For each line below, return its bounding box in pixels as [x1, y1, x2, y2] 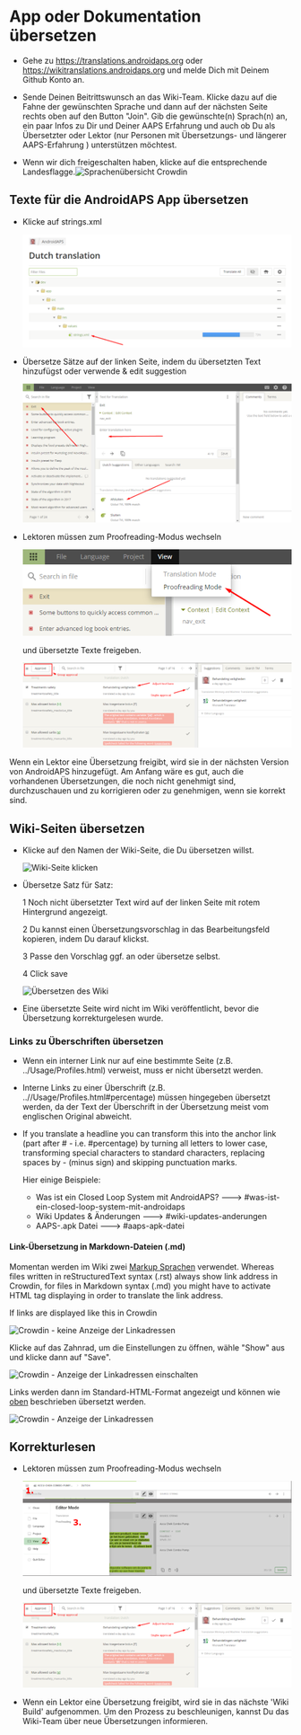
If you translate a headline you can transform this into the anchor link [21, 1129, 277, 1139]
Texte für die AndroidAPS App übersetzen [9, 192, 249, 208]
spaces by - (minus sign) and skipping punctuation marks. [21, 1157, 237, 1168]
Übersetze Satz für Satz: [21, 880, 114, 890]
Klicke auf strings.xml [21, 216, 103, 226]
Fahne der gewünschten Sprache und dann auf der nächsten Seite [21, 101, 269, 111]
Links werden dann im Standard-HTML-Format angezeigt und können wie [9, 1386, 280, 1397]
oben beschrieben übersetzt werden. [9, 1395, 146, 1407]
